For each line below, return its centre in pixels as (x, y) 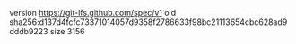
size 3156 (67, 31)
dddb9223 (29, 31)
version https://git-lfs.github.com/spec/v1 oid (93, 13)
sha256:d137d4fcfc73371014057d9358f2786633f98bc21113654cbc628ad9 (148, 22)
